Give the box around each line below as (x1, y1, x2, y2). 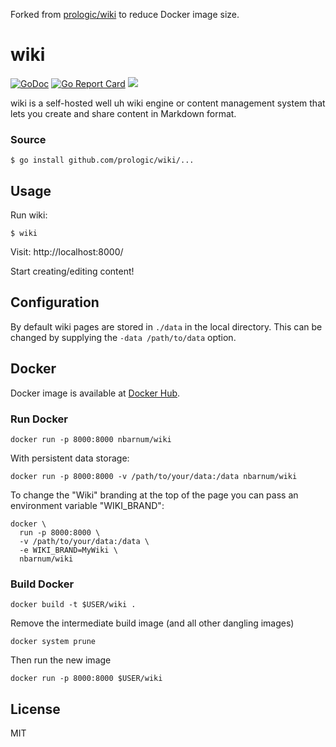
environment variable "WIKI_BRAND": (10, 499, 165, 511)
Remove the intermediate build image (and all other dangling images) (10, 617, 295, 629)
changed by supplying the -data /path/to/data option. (10, 331, 237, 343)
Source (10, 132, 47, 146)
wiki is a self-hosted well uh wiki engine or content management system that (10, 97, 326, 109)
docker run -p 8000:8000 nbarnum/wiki (10, 434, 172, 444)
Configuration (10, 294, 100, 311)
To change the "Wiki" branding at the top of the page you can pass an (10, 489, 299, 501)
